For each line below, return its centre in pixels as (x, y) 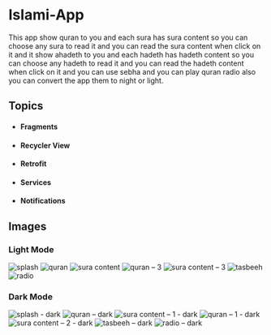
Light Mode (31, 249)
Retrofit (33, 164)
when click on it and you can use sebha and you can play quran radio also (132, 71)
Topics (26, 106)
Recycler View (45, 145)
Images (28, 226)
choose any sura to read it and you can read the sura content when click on (135, 45)
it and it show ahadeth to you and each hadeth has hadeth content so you (131, 54)
